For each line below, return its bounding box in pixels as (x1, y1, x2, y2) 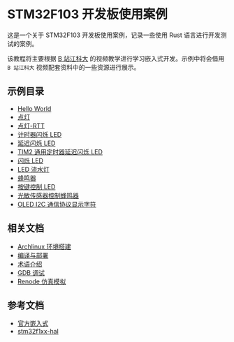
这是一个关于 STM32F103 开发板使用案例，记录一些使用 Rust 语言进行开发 (7, 31, 221, 39)
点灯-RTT (17, 121, 45, 130)
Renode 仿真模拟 (17, 277, 66, 285)
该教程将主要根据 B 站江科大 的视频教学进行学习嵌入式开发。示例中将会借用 (7, 54, 225, 63)
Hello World (17, 104, 52, 112)
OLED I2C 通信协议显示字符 (17, 200, 96, 208)
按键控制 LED (17, 182, 56, 191)
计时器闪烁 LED (17, 130, 62, 138)
